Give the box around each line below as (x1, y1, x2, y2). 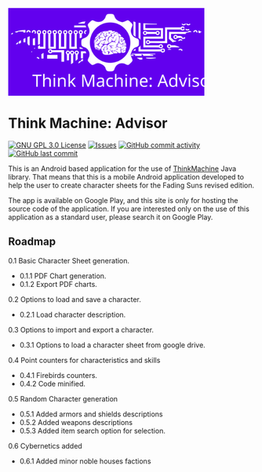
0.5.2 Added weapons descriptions (19, 417, 133, 427)
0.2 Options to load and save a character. (8, 294, 141, 304)
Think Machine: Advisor (8, 114, 168, 133)
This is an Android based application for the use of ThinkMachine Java (8, 164, 237, 173)
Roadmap (8, 235, 56, 249)
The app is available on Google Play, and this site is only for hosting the (8, 195, 238, 205)
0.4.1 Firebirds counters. (19, 370, 98, 379)
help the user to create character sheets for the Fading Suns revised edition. (8, 180, 255, 190)
